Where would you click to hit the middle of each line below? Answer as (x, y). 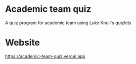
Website (23, 43)
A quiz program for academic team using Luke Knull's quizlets (68, 23)
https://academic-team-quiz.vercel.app (45, 56)
